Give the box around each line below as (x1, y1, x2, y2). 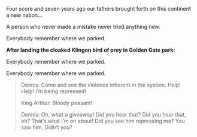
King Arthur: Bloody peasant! (20, 99, 93, 106)
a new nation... (6, 11, 43, 19)
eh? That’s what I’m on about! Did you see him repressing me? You (20, 117, 185, 124)
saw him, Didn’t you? (20, 124, 73, 131)
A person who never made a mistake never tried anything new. (6, 23, 160, 30)
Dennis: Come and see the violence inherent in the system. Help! (20, 81, 181, 88)
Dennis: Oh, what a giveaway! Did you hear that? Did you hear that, (20, 111, 187, 118)
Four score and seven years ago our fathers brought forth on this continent (6, 5, 192, 12)
